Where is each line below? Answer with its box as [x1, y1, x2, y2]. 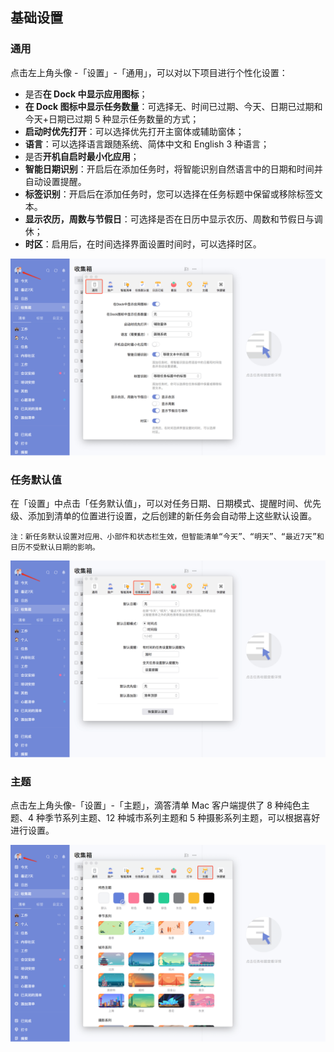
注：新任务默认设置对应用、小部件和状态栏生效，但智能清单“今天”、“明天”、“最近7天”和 [10, 531, 325, 542]
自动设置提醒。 [24, 175, 87, 187]
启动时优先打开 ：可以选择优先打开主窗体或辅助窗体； [24, 125, 245, 137]
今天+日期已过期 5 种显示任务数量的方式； [24, 113, 200, 125]
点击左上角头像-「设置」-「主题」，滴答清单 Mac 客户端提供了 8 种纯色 [10, 799, 302, 812]
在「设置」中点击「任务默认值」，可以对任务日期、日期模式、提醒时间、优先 [10, 497, 322, 509]
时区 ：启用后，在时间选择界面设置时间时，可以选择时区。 [24, 238, 262, 250]
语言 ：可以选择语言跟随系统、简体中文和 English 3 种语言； [24, 138, 270, 150]
